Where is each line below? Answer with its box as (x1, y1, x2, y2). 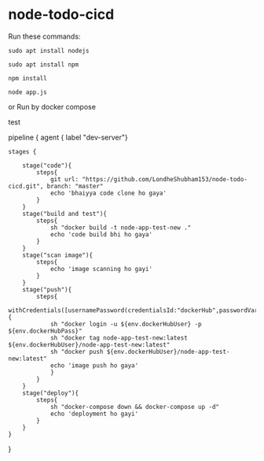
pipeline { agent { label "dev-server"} (8, 132, 128, 142)
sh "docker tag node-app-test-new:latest (49, 333, 189, 342)
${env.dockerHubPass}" (8, 327, 82, 335)
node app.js (8, 88, 47, 96)
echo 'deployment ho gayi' (49, 410, 139, 418)
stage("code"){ (22, 162, 72, 169)
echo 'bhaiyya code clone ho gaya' (49, 189, 167, 197)
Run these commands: (8, 32, 81, 41)
